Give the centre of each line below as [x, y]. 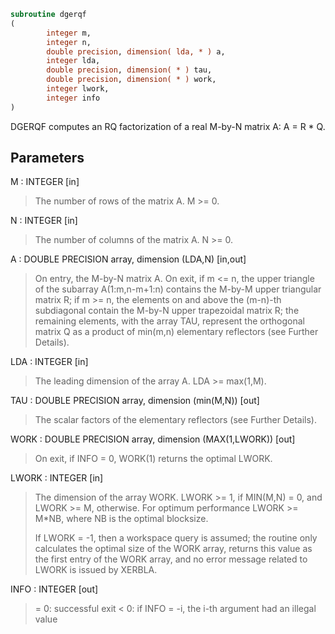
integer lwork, [78, 89]
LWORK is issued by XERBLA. [96, 570]
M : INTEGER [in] [45, 182]
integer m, [69, 33]
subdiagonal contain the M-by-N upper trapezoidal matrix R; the [167, 311]
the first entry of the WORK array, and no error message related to [171, 559]
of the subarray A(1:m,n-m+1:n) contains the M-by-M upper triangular [178, 289]
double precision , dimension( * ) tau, [129, 70]
